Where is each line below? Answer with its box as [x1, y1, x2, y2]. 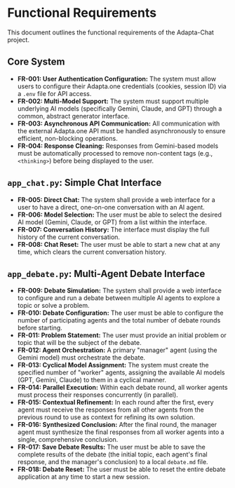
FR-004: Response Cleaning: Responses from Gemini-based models [17, 142, 219, 150]
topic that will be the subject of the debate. [17, 339, 142, 347]
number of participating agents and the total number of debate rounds [17, 316, 221, 325]
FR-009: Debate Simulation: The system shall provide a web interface [17, 286, 222, 295]
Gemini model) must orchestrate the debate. [17, 353, 146, 362]
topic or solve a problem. [17, 301, 90, 310]
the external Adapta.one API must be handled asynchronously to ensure [17, 126, 226, 135]
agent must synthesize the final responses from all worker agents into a [17, 428, 224, 436]
